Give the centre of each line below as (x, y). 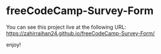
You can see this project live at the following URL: (66, 27)
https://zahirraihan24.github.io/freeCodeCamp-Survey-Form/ (80, 33)
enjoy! (14, 45)
